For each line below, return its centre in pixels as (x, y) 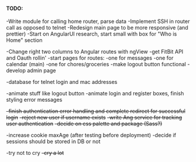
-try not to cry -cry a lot (35, 153)
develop (16, 70)
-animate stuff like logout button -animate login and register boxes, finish (95, 93)
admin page (41, 70)
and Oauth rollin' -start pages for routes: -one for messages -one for (90, 58)
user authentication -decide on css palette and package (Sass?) (84, 124)
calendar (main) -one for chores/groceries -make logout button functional (96, 64)
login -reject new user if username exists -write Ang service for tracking (94, 118)
